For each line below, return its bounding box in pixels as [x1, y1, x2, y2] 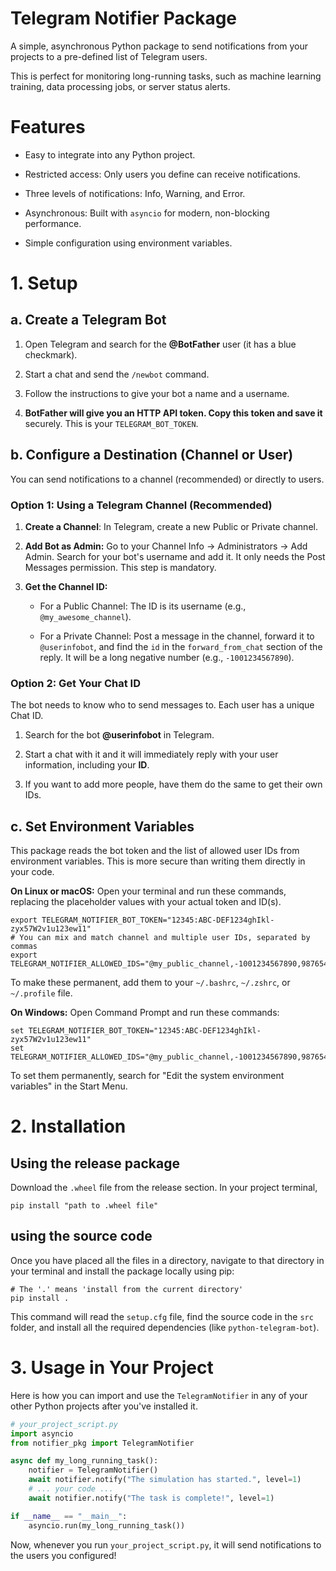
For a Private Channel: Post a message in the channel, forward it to [39, 630, 315, 642]
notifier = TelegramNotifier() [28, 1465, 159, 1476]
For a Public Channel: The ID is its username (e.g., [39, 600, 247, 612]
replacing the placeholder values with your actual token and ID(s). [10, 896, 282, 908]
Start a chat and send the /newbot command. [24, 368, 210, 380]
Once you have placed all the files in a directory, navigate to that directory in [10, 1254, 325, 1266]
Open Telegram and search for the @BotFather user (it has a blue [24, 338, 297, 350]
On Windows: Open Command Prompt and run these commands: [10, 1007, 280, 1019]
